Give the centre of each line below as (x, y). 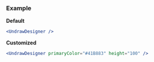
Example (19, 8)
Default (15, 21)
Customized (21, 43)
